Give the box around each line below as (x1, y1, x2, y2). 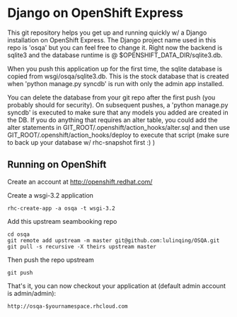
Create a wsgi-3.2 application (7, 191, 94, 199)
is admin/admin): (7, 289, 57, 297)
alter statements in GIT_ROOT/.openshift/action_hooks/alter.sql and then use (7, 123, 230, 131)
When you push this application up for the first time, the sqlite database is (7, 64, 223, 73)
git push (7, 269, 33, 276)
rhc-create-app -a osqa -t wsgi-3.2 (7, 205, 115, 212)
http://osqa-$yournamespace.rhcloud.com (7, 302, 129, 310)
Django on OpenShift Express (7, 5, 184, 21)
